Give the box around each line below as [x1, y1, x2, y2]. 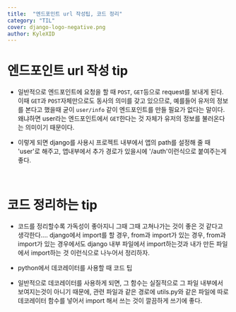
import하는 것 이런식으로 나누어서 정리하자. [30, 249, 151, 257]
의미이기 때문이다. [25, 123, 75, 132]
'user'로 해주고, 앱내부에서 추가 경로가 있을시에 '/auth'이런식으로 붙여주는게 [17, 147, 227, 156]
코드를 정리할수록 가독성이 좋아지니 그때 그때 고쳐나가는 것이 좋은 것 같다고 [17, 222, 224, 230]
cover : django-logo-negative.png [7, 23, 106, 30]
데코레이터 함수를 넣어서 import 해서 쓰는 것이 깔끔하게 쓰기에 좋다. [17, 296, 203, 305]
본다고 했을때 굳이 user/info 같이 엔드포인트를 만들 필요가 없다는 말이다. [25, 106, 225, 114]
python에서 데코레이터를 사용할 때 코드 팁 [17, 264, 133, 272]
